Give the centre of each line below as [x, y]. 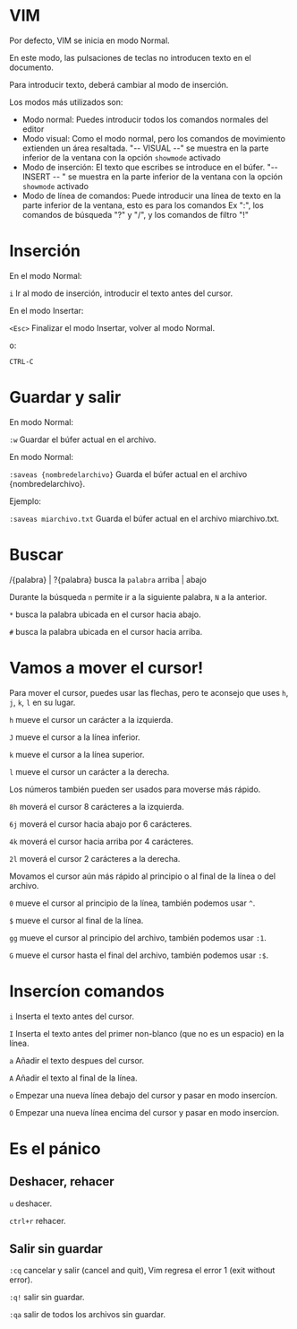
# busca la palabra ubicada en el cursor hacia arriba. [106, 631]
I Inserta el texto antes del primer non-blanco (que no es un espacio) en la [147, 1033]
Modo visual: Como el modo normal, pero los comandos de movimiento [154, 138]
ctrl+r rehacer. [38, 1220]
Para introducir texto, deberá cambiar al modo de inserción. [119, 84]
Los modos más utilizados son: [66, 102]
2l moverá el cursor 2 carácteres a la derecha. [95, 858]
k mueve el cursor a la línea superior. [77, 754]
